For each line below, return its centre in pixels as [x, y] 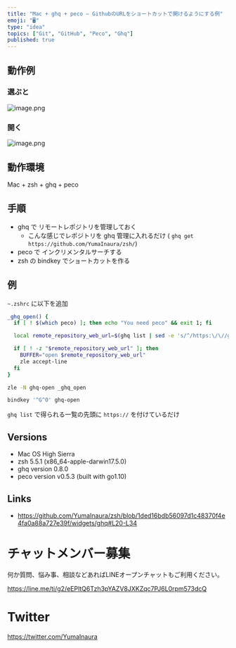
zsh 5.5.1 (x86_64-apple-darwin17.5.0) [72, 461]
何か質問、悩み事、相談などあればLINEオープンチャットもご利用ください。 [115, 574]
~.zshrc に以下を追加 [38, 303]
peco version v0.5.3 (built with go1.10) [72, 477]
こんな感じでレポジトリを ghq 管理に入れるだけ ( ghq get [111, 235]
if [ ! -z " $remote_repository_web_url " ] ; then [86, 349]
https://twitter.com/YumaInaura [53, 636]
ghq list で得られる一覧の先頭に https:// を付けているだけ [94, 415]
